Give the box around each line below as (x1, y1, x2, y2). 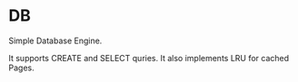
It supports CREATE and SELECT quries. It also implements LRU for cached (8, 52, 290, 63)
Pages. (8, 62, 35, 73)
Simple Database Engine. (8, 35, 103, 46)
